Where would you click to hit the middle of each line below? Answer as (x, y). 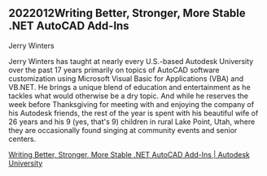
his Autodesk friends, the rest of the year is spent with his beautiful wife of (133, 113)
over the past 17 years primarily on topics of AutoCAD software (114, 70)
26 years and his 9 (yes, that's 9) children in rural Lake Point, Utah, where (132, 122)
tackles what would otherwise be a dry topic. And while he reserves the (128, 96)
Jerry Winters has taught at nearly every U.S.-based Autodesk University (131, 61)
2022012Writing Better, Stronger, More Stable (127, 13)
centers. (22, 139)
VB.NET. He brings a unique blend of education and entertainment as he (129, 87)
